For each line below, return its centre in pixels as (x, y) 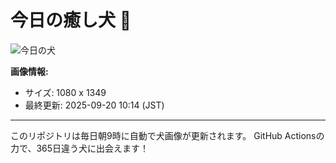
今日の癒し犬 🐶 (71, 20)
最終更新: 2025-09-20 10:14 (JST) (94, 105)
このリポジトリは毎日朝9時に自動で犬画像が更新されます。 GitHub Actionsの (167, 135)
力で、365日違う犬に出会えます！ (80, 148)
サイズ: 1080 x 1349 (65, 92)
